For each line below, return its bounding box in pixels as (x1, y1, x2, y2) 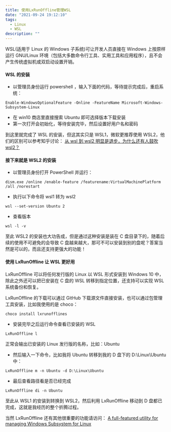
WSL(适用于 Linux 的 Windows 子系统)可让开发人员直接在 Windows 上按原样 (5, 46, 166, 52)
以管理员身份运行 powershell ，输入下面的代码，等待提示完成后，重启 (12, 84, 159, 90)
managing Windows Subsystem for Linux (5, 420, 92, 427)
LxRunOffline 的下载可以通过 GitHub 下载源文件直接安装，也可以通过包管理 (5, 294, 163, 301)
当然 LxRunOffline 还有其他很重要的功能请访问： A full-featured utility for (5, 415, 158, 421)
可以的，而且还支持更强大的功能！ (14, 246, 86, 252)
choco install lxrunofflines (5, 311, 67, 316)
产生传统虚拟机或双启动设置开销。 (5, 59, 77, 64)
